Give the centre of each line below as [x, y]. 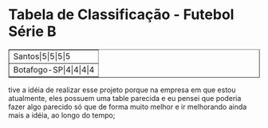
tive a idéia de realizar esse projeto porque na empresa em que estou [122, 90]
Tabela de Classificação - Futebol [121, 15]
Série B [32, 31]
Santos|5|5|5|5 [42, 56]
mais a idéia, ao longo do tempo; [62, 115]
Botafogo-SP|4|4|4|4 [54, 69]
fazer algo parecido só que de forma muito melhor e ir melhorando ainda [128, 107]
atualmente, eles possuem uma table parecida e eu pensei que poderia [125, 98]
